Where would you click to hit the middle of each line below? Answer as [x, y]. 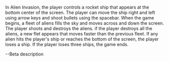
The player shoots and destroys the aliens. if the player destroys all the [79, 28]
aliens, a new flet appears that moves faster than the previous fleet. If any [82, 34]
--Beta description [24, 54]
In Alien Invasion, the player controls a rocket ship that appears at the [77, 7]
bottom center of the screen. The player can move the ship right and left [80, 12]
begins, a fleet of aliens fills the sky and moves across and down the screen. [85, 23]
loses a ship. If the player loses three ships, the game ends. [67, 44]
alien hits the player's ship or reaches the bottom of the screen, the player [82, 39]
